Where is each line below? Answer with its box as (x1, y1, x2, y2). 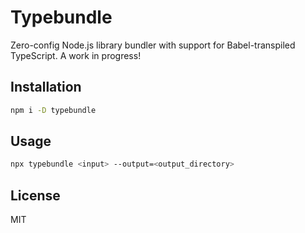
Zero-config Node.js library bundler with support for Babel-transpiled (10, 39, 296, 51)
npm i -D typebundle (10, 105, 97, 115)
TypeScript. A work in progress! (10, 49, 142, 61)
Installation (10, 79, 82, 96)
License (10, 187, 61, 204)
